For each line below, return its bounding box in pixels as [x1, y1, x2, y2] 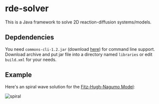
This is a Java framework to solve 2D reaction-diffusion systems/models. [5, 19, 152, 25]
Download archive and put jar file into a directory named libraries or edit [5, 51, 153, 57]
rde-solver [5, 3, 49, 14]
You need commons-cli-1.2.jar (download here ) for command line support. [5, 46, 155, 52]
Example [5, 71, 32, 79]
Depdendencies [5, 33, 54, 42]
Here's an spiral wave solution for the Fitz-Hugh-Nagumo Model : [5, 83, 135, 89]
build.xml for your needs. [5, 57, 57, 62]
